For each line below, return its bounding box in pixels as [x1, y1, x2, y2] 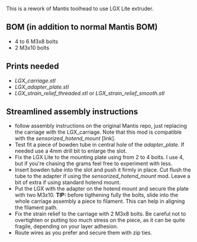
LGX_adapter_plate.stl [14, 83, 69, 91]
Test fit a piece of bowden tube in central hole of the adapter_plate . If [14, 141, 185, 149]
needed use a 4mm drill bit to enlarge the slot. [14, 147, 127, 154]
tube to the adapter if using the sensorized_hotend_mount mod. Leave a [14, 173, 190, 180]
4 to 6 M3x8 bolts [14, 38, 59, 45]
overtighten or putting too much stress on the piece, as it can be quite [14, 217, 185, 224]
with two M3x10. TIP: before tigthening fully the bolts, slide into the [14, 192, 179, 199]
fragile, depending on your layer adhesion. [14, 223, 118, 230]
